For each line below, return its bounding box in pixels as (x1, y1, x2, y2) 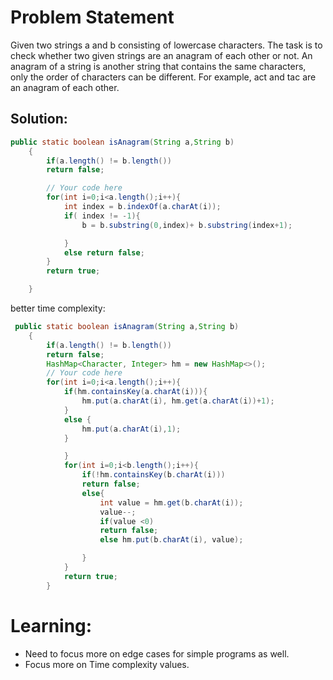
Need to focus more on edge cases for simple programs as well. (24, 647, 290, 660)
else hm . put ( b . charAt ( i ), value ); (99, 535, 244, 545)
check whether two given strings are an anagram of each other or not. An (10, 49, 313, 61)
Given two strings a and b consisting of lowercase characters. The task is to (10, 39, 323, 51)
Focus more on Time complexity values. (24, 658, 190, 670)
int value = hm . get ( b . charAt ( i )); (99, 497, 244, 508)
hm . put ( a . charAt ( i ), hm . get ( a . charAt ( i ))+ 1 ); (81, 396, 275, 406)
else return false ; (63, 247, 145, 258)
